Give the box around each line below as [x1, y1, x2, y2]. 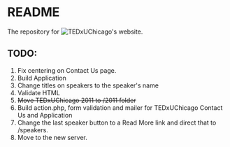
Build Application [17, 73, 66, 82]
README [7, 4, 60, 20]
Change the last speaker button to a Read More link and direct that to [17, 118, 217, 127]
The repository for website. [7, 27, 143, 36]
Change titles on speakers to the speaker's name [17, 81, 159, 90]
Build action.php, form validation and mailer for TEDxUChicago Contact [17, 103, 223, 112]
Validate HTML [17, 88, 61, 97]
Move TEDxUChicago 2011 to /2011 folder [17, 96, 136, 104]
